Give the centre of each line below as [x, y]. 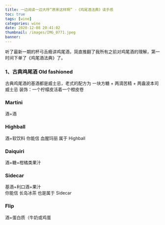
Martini [14, 103]
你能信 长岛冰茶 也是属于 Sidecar [39, 193]
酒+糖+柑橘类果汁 [23, 163]
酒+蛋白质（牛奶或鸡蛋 [28, 217]
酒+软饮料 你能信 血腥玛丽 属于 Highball [45, 138]
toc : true [15, 14]
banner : [13, 37]
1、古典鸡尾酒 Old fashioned [39, 72]
